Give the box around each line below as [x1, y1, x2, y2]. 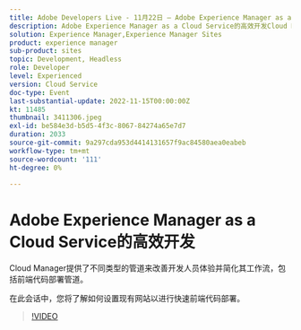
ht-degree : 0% [9, 163, 63, 172]
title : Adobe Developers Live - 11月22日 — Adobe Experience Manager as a [9, 13, 292, 22]
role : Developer [9, 64, 70, 73]
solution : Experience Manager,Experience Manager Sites [9, 30, 222, 39]
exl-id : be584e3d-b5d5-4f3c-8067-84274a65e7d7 [9, 122, 186, 131]
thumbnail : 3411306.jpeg [9, 113, 102, 122]
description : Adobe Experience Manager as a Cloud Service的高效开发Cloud [9, 22, 288, 30]
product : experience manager [9, 38, 118, 48]
